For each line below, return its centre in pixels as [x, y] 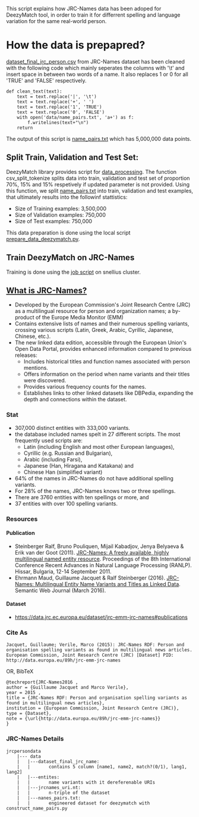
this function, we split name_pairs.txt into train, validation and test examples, [100, 191]
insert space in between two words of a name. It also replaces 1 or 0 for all [97, 74]
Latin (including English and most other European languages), [99, 446]
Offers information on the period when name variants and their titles [107, 374]
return [25, 128]
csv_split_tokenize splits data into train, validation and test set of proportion [98, 178]
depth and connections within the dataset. [75, 400]
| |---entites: [38, 777]
